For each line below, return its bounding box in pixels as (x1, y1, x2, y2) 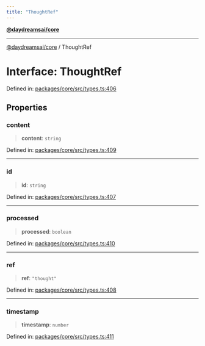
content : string (21, 135, 62, 142)
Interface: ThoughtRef (6, 65, 122, 78)
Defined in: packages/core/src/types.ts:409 (6, 146, 117, 154)
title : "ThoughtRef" (6, 9, 59, 15)
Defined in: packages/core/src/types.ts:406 (6, 85, 117, 92)
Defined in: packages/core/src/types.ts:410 (6, 239, 115, 247)
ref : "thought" (21, 275, 57, 282)
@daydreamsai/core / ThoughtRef (6, 43, 92, 51)
